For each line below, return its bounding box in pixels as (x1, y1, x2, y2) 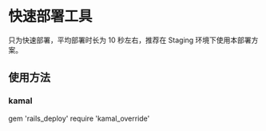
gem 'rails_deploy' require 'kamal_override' (8, 113, 150, 123)
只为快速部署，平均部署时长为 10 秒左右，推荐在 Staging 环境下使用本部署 (8, 35, 252, 45)
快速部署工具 (8, 7, 93, 26)
